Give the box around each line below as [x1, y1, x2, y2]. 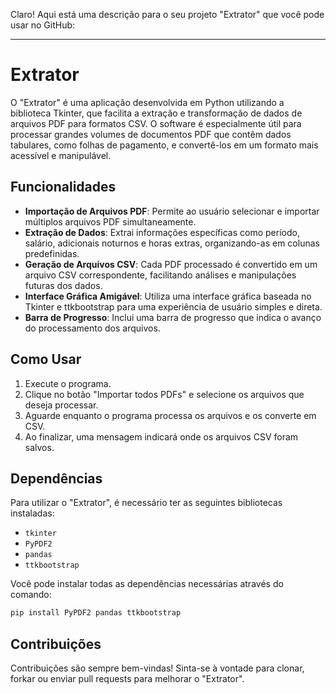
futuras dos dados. [24, 279, 103, 291]
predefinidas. [24, 247, 80, 259]
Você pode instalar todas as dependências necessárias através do [10, 578, 284, 590]
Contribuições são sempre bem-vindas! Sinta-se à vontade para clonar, [10, 662, 305, 674]
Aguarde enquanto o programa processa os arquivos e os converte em [24, 409, 317, 421]
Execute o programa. [24, 377, 112, 389]
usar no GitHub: [10, 19, 76, 31]
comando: [10, 589, 52, 601]
